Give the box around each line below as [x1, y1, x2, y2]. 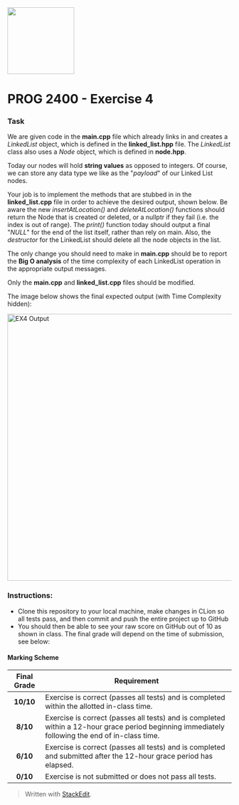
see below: [17, 637, 51, 646]
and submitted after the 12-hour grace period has [45, 751, 213, 761]
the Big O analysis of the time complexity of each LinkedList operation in [7, 257, 221, 265]
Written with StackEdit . [24, 789, 92, 798]
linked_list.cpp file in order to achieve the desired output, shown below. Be [7, 198, 228, 206]
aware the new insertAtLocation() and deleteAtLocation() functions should [7, 206, 225, 214]
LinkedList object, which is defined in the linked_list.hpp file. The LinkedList [7, 140, 231, 149]
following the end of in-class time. [45, 730, 160, 740]
